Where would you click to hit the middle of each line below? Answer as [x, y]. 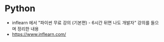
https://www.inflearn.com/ [39, 34]
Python [20, 9]
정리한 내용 [28, 29]
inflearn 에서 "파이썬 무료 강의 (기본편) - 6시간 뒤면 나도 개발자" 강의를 [81, 22]
